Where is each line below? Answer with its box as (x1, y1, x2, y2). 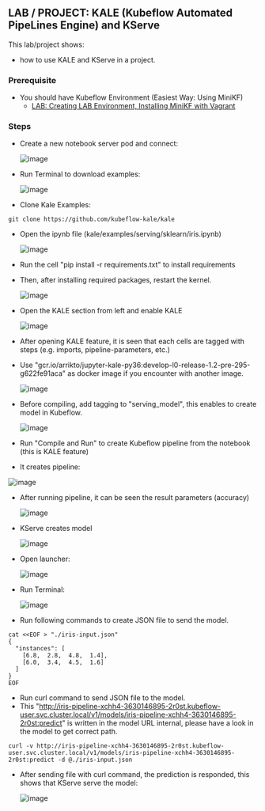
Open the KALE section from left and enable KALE (19, 306, 183, 316)
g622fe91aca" (19, 369, 66, 378)
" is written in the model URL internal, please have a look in (62, 718, 254, 728)
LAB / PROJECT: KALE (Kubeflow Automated (8, 6, 233, 20)
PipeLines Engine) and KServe (8, 19, 161, 32)
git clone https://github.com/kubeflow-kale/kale (8, 215, 176, 224)
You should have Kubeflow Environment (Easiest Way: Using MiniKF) (19, 93, 244, 102)
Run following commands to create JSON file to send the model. (19, 616, 229, 625)
